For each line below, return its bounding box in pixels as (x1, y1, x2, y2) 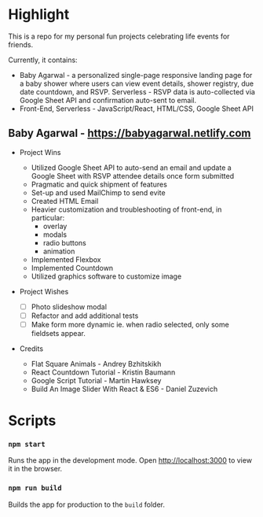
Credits (19, 344, 44, 353)
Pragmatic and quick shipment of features (31, 179, 167, 189)
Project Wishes (19, 286, 69, 296)
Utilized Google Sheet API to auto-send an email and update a (31, 163, 232, 172)
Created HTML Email (31, 196, 99, 205)
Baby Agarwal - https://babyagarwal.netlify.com (8, 127, 251, 140)
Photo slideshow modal (31, 301, 108, 312)
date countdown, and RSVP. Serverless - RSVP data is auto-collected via (19, 87, 255, 96)
